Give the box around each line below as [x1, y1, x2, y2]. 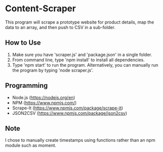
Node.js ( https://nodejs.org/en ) [12, 94, 75, 101]
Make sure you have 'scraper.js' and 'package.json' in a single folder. [12, 51, 152, 57]
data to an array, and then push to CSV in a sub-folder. [5, 24, 115, 30]
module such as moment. [5, 143, 56, 149]
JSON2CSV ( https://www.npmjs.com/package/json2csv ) [12, 110, 128, 116]
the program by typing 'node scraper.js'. [12, 67, 94, 73]
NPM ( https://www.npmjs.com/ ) [12, 100, 77, 105]
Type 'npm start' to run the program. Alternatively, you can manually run [12, 62, 159, 68]
